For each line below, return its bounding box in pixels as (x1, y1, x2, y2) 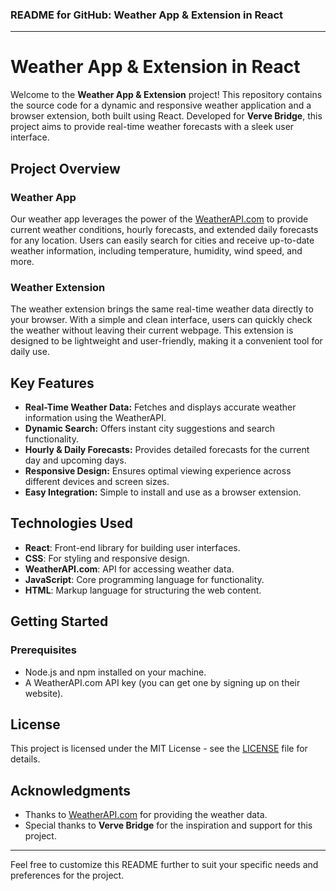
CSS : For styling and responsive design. (24, 552, 190, 564)
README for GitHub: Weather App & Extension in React (10, 8, 284, 22)
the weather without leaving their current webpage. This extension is (10, 324, 294, 337)
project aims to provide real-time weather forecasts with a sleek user (10, 121, 295, 133)
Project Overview (10, 160, 121, 177)
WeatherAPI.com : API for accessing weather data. (24, 563, 235, 575)
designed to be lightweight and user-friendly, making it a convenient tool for (10, 335, 323, 347)
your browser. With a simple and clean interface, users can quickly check (10, 314, 313, 326)
